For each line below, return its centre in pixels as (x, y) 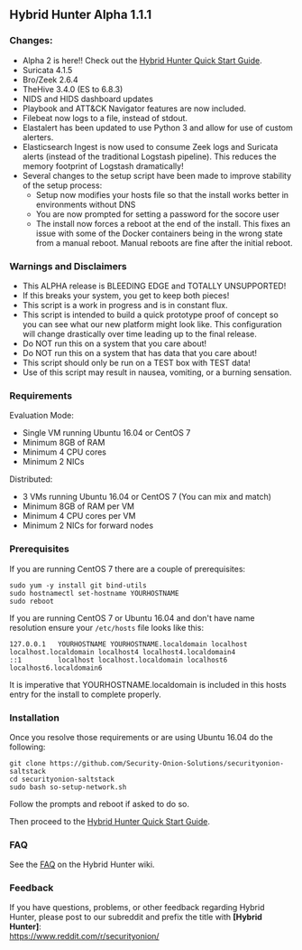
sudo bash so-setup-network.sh (68, 787)
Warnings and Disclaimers (69, 266)
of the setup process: (62, 185)
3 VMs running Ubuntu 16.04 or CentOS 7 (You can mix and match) (147, 497)
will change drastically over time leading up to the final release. (139, 334)
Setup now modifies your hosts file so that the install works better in (162, 194)
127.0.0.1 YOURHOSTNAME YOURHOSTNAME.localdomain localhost (128, 644)
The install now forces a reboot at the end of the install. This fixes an (163, 223)
